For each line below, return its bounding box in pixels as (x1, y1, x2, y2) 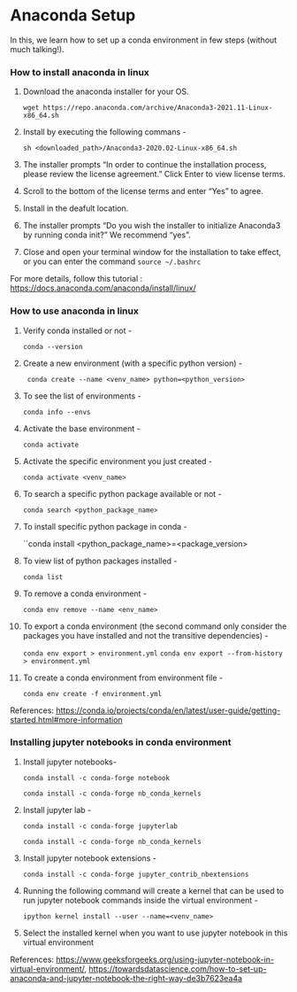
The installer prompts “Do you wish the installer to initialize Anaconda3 (22, 221, 281, 231)
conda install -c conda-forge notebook (22, 773, 171, 782)
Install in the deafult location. (22, 203, 129, 213)
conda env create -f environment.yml (22, 689, 163, 698)
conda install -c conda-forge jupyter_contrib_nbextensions (22, 870, 249, 879)
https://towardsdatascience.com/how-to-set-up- (88, 963, 267, 974)
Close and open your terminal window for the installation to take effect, (22, 247, 282, 258)
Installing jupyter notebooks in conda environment (10, 736, 232, 748)
